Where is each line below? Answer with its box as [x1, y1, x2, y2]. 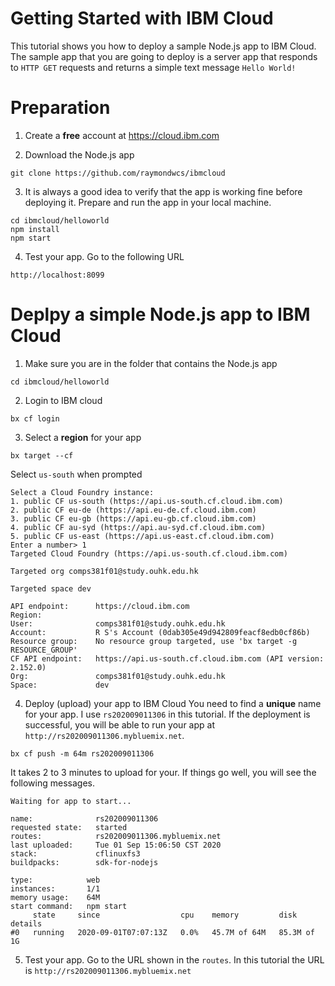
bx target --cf [10, 450, 74, 461]
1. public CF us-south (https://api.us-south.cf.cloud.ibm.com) [10, 496, 284, 506]
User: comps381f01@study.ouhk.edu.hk [10, 618, 226, 629]
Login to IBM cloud [24, 394, 103, 406]
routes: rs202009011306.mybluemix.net [10, 831, 222, 841]
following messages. [10, 777, 95, 789]
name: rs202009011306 [10, 813, 159, 824]
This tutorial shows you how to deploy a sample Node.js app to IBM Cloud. [10, 40, 317, 52]
